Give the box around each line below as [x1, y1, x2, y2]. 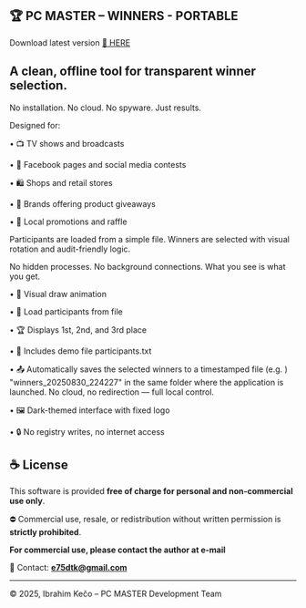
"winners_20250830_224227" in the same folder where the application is [9, 376, 284, 387]
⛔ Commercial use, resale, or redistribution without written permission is [9, 514, 281, 525]
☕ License [9, 458, 68, 473]
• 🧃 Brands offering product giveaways [9, 198, 157, 209]
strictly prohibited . [9, 527, 82, 538]
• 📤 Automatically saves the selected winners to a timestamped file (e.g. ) [9, 364, 289, 375]
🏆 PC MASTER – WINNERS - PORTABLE [9, 8, 239, 24]
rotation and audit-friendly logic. [9, 243, 131, 254]
